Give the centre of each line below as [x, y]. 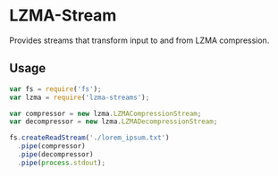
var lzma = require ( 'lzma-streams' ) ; [80, 97]
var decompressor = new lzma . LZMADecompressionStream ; [114, 122]
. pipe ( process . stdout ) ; [61, 163]
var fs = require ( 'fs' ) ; [55, 89]
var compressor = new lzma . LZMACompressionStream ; [105, 113]
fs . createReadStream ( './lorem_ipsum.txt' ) [89, 138]
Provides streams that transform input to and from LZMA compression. [139, 40]
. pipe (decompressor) [55, 155]
